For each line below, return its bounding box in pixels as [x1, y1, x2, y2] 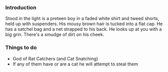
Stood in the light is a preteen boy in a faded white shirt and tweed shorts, [5, 16, 159, 22]
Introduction [5, 4, 36, 11]
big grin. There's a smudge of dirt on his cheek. [5, 32, 105, 38]
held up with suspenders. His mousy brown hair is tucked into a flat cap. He [5, 21, 163, 27]
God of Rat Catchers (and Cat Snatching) [12, 55, 99, 61]
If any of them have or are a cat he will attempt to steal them [12, 61, 138, 67]
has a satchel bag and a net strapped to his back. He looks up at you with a [5, 26, 162, 32]
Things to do [5, 44, 37, 51]
